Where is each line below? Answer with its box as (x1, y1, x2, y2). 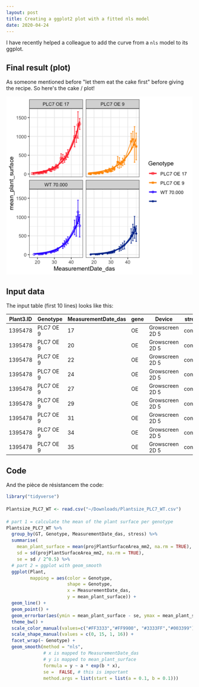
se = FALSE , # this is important (43, 669, 129, 675)
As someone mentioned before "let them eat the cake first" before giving (6, 78, 184, 86)
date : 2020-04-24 (6, 22, 49, 28)
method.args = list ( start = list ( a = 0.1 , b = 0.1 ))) (43, 675, 179, 681)
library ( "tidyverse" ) (6, 493, 60, 500)
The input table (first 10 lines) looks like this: (6, 302, 114, 309)
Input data (6, 286, 45, 296)
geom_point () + (11, 606, 49, 612)
